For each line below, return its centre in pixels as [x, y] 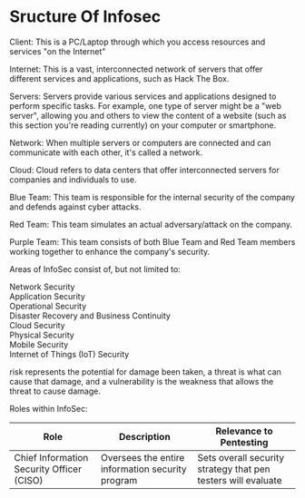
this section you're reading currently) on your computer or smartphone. [143, 125]
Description [144, 436]
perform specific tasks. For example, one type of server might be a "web [145, 105]
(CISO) [29, 480]
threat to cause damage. [55, 391]
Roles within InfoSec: [49, 408]
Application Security [48, 296]
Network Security [42, 287]
